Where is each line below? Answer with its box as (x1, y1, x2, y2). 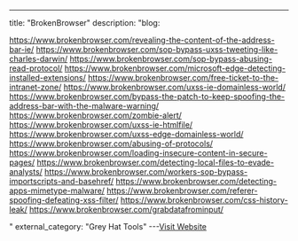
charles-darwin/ (9, 54, 68, 64)
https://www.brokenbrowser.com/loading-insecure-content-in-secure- (9, 148, 268, 158)
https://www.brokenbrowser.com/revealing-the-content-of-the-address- (9, 35, 275, 45)
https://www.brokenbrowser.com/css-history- (120, 195, 288, 205)
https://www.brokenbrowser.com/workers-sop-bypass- (43, 167, 248, 177)
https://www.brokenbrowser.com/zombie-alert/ (9, 110, 182, 120)
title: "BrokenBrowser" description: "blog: (9, 18, 161, 27)
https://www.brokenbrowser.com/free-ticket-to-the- (87, 73, 279, 82)
